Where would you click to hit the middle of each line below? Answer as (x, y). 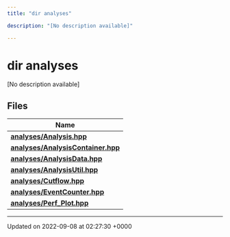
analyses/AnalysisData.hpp (56, 159)
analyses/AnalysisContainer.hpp (65, 148)
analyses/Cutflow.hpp (47, 181)
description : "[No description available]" (70, 26)
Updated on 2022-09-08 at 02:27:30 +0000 (69, 227)
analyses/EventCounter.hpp (57, 192)
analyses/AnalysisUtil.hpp (54, 170)
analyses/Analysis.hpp (49, 137)
